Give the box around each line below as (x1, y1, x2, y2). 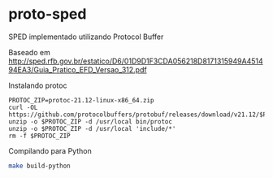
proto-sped (8, 5, 87, 24)
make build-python (8, 162, 71, 170)
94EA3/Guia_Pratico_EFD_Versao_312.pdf (8, 64, 148, 74)
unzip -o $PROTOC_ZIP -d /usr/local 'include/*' (8, 124, 176, 132)
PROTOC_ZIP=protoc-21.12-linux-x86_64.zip (8, 96, 154, 104)
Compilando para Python (8, 145, 92, 155)
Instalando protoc (8, 80, 67, 90)
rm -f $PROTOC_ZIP (8, 132, 71, 140)
